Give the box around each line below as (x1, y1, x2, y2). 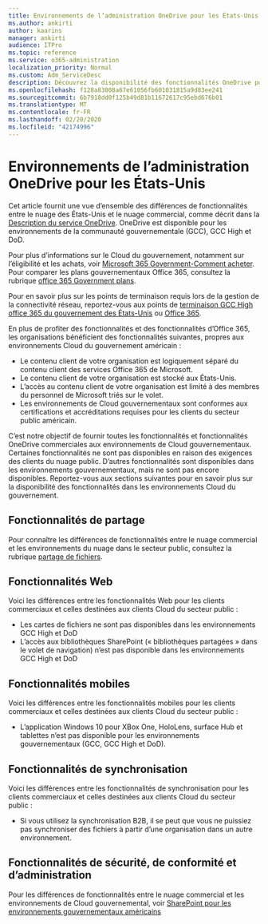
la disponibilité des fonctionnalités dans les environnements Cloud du (8, 482, 237, 491)
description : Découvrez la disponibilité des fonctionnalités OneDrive (8, 78, 251, 86)
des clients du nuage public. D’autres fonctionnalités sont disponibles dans (8, 456, 254, 466)
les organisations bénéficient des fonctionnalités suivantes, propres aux (8, 332, 245, 342)
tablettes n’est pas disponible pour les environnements (19, 731, 200, 740)
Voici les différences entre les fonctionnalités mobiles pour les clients (8, 698, 236, 708)
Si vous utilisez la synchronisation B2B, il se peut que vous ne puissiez (19, 815, 252, 825)
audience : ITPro (8, 42, 62, 50)
